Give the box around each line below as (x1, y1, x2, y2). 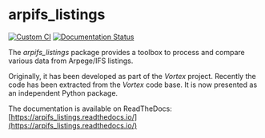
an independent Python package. (8, 88, 118, 97)
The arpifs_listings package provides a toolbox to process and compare (8, 47, 246, 57)
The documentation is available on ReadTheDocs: (8, 104, 172, 113)
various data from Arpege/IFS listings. (8, 56, 134, 65)
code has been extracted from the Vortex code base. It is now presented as (8, 80, 258, 89)
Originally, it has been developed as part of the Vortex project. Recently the (8, 71, 256, 81)
